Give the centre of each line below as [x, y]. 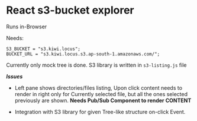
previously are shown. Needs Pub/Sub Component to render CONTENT [103, 100]
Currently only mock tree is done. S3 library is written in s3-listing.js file [96, 65]
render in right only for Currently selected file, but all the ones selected [101, 94]
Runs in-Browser [27, 27]
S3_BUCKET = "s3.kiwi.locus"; [43, 49]
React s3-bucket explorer [70, 10]
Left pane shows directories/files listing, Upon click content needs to [98, 88]
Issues [14, 76]
